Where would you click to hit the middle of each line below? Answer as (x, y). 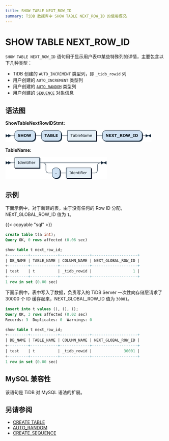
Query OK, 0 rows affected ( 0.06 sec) (46, 240)
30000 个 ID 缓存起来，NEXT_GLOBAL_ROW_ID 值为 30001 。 (69, 298)
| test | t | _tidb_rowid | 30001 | (73, 351)
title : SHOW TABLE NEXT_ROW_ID (38, 11)
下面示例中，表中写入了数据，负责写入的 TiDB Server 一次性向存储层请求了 (84, 292)
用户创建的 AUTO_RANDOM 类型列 (44, 87)
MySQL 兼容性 (28, 379)
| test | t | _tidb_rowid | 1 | (73, 271)
